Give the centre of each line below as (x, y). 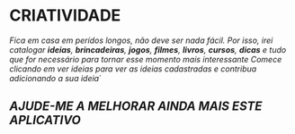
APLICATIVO (45, 120)
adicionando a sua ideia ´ (55, 78)
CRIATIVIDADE (65, 16)
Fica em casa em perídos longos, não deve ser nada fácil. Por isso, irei (141, 40)
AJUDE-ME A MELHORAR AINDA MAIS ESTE (136, 107)
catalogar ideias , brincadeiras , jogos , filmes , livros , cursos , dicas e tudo (148, 49)
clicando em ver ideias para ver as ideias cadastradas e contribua (133, 69)
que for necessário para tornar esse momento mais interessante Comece (146, 59)
